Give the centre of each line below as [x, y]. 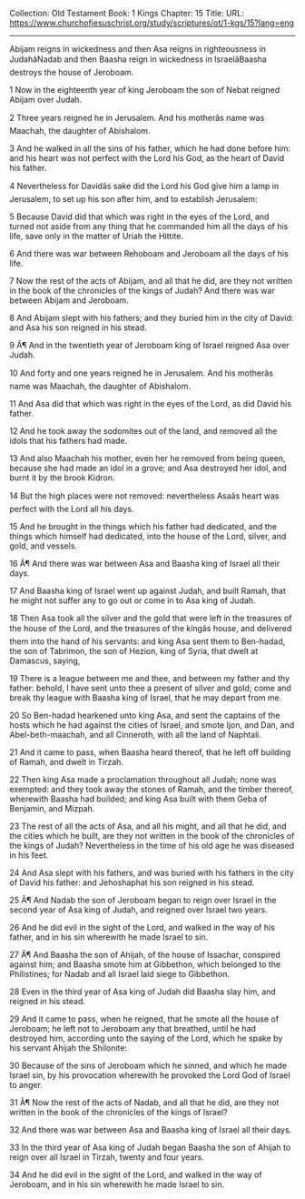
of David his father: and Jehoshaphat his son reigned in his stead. [132, 882]
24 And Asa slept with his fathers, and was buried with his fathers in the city [152, 873]
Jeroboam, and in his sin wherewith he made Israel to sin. [117, 1184]
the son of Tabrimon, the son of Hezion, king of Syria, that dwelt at [134, 651]
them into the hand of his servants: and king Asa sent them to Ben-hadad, [148, 641]
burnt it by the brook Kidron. [62, 478]
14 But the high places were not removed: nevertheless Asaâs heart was [144, 496]
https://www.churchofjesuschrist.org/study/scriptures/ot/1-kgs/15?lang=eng [152, 23]
